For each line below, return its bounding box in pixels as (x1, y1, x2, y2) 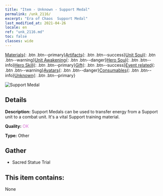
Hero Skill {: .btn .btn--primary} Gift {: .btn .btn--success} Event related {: (14, 62, 155, 68)
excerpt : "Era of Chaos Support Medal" (5, 16, 88, 21)
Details (5, 96, 27, 104)
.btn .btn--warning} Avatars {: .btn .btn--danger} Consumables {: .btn (5, 67, 139, 73)
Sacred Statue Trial (12, 159, 51, 165)
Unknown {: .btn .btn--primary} (14, 72, 76, 78)
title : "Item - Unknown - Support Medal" (5, 7, 90, 12)
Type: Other (5, 133, 30, 138)
